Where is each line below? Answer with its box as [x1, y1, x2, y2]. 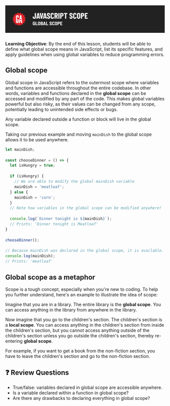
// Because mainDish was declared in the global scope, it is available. [5, 248, 164, 253]
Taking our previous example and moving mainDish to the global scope [5, 131, 152, 137]
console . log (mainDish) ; [5, 253, 56, 259]
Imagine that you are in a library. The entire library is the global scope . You [5, 301, 161, 308]
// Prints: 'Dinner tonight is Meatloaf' [10, 222, 99, 227]
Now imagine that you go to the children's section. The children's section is [5, 316, 162, 323]
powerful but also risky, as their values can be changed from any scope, [5, 101, 156, 107]
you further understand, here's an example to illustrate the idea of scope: [5, 291, 158, 297]
